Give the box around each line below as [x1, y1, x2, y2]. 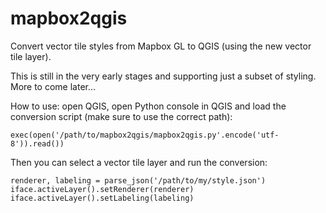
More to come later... [10, 80, 97, 92]
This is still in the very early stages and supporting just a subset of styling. [10, 70, 317, 82]
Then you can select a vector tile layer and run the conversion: [10, 156, 268, 168]
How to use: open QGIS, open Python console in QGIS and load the [10, 100, 287, 112]
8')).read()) [10, 138, 65, 149]
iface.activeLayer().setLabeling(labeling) [10, 193, 195, 203]
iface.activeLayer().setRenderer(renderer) [10, 184, 195, 194]
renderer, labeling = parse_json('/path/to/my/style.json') [10, 175, 267, 186]
